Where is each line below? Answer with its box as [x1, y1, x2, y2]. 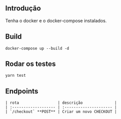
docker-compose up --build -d [5, 46, 70, 51]
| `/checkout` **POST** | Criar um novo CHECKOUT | [5, 109, 117, 114]
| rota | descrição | [5, 100, 117, 106]
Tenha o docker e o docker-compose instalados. [5, 17, 107, 23]
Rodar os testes [5, 59, 56, 68]
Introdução [5, 4, 41, 13]
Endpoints [5, 86, 39, 96]
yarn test [5, 73, 26, 78]
